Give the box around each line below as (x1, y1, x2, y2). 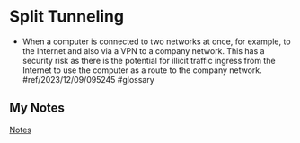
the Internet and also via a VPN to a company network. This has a (22, 45, 265, 56)
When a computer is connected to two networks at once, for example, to (22, 36, 291, 47)
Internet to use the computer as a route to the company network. (22, 65, 262, 76)
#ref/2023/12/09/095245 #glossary (22, 74, 154, 85)
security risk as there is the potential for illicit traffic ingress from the (22, 55, 276, 66)
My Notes (9, 101, 66, 116)
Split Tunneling (9, 6, 124, 27)
